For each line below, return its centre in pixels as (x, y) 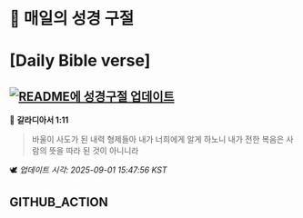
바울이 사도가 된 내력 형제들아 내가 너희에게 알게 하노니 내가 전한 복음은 (158, 139)
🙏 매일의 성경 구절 (72, 19)
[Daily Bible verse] (80, 61)
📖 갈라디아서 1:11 (39, 120)
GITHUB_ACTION (59, 202)
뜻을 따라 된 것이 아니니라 (94, 151)
